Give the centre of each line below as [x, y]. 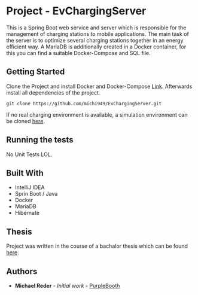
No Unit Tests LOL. [29, 154]
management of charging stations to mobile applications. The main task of [98, 34]
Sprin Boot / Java [36, 194]
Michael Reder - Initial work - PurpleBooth [67, 286]
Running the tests [40, 140]
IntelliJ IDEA [30, 187]
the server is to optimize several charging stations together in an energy [95, 40]
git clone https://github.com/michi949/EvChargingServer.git [84, 104]
